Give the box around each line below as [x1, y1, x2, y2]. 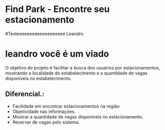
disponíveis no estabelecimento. [5, 75, 72, 81]
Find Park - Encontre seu [5, 3, 110, 15]
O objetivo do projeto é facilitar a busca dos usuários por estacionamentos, [5, 64, 160, 70]
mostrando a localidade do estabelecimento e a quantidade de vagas [5, 70, 147, 76]
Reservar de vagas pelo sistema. [12, 119, 80, 125]
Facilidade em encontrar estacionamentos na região [12, 103, 120, 109]
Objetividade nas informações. [12, 108, 76, 114]
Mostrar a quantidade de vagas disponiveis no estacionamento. [12, 113, 143, 119]
